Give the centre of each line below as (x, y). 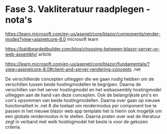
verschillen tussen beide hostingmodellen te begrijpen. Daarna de (73, 84)
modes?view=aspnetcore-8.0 (36, 39)
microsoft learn (83, 39)
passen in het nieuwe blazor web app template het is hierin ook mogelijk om (83, 111)
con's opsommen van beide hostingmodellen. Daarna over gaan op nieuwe (83, 100)
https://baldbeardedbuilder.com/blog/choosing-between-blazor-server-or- (82, 49)
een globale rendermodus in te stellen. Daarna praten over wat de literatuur (83, 116)
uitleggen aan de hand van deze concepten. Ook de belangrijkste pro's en (81, 95)
